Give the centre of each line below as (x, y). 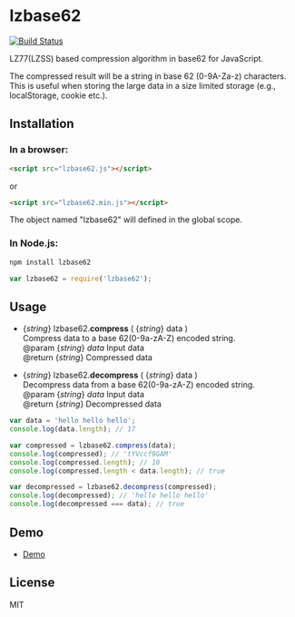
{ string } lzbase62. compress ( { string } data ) (105, 328)
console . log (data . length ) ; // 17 (73, 429)
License (32, 583)
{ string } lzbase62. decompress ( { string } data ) (110, 375)
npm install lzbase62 (50, 262)
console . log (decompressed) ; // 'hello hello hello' (109, 495)
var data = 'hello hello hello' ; (73, 421)
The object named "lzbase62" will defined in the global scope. (126, 220)
